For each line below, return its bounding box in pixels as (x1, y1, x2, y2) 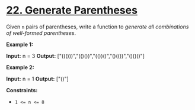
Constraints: (6, 86, 38, 93)
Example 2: (6, 63, 34, 71)
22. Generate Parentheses (6, 4, 138, 17)
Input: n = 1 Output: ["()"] (6, 75, 69, 82)
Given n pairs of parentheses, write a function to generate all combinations (6, 23, 189, 30)
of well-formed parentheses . (6, 29, 76, 36)
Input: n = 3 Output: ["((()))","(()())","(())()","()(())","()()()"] (6, 52, 145, 59)
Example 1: (6, 41, 34, 48)
